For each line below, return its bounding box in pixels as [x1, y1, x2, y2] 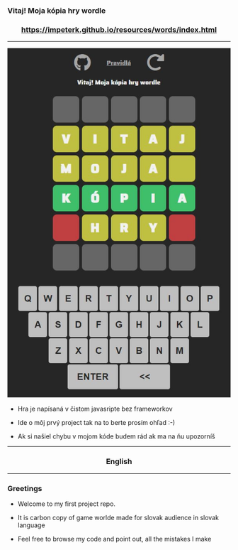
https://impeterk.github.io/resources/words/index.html [21, 24, 217, 34]
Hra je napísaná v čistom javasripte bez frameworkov [17, 404, 173, 414]
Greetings [7, 483, 42, 493]
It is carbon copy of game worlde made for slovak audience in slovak [17, 513, 220, 522]
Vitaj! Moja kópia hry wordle [7, 6, 106, 16]
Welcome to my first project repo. [17, 500, 115, 508]
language [17, 521, 45, 529]
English [106, 457, 132, 467]
